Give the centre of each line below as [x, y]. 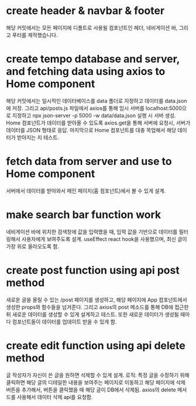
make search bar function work [84, 215]
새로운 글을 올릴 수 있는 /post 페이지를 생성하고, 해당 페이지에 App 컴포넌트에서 [97, 300]
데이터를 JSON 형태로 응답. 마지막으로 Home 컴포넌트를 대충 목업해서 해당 [91, 130]
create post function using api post [93, 270]
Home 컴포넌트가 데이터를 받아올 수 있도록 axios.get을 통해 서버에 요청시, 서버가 [98, 123]
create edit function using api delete [96, 345]
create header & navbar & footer [85, 11]
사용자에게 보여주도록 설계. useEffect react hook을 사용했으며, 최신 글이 [104, 239]
